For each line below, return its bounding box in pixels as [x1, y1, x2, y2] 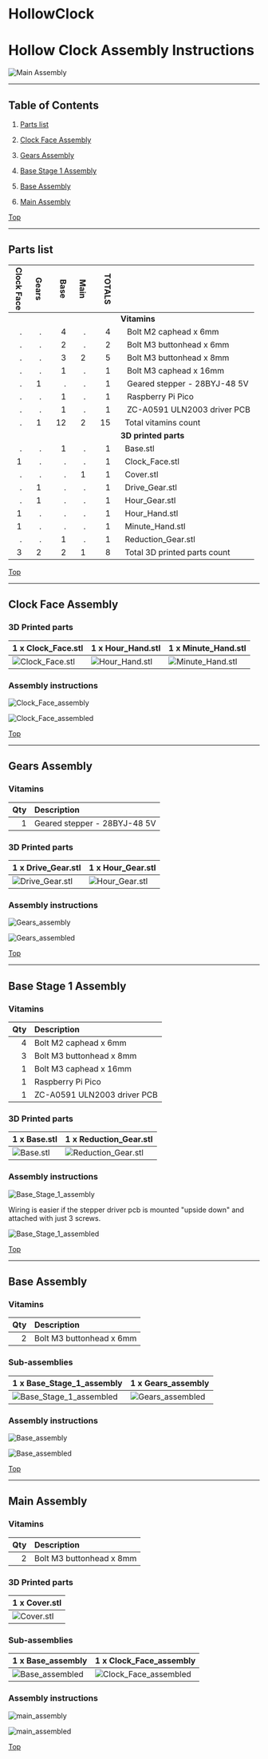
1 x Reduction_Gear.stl [65, 1134, 153, 1145]
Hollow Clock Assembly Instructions [8, 42, 255, 60]
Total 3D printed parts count [124, 547, 231, 558]
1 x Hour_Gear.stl [89, 862, 156, 874]
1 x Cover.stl [12, 1597, 62, 1608]
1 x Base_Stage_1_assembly [12, 1377, 123, 1389]
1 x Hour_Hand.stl [90, 642, 161, 653]
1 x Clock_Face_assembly [94, 1655, 196, 1666]
